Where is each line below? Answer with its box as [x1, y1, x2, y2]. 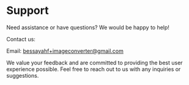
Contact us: [6, 35, 35, 42]
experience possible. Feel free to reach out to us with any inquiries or [6, 65, 181, 73]
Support [6, 4, 49, 18]
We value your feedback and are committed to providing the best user [6, 59, 183, 66]
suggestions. [6, 72, 39, 79]
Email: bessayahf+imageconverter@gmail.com [6, 47, 124, 55]
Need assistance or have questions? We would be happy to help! [6, 24, 170, 31]
